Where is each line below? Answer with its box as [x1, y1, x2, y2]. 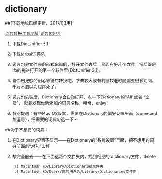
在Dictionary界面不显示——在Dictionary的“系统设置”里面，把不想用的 [12, 137, 150, 143]
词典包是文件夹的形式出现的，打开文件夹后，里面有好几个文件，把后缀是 [12, 61, 156, 67]
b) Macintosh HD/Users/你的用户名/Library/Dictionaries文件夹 [14, 169, 136, 174]
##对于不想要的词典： [5, 127, 49, 132]
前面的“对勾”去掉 [16, 143, 50, 149]
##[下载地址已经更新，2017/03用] [5, 20, 73, 26]
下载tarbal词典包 [12, 51, 45, 57]
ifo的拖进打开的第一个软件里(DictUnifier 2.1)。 [12, 67, 103, 73]
